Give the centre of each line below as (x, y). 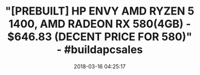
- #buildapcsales (100, 50)
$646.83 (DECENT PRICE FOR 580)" (100, 37)
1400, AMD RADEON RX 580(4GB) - (100, 24)
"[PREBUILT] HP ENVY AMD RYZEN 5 (100, 11)
